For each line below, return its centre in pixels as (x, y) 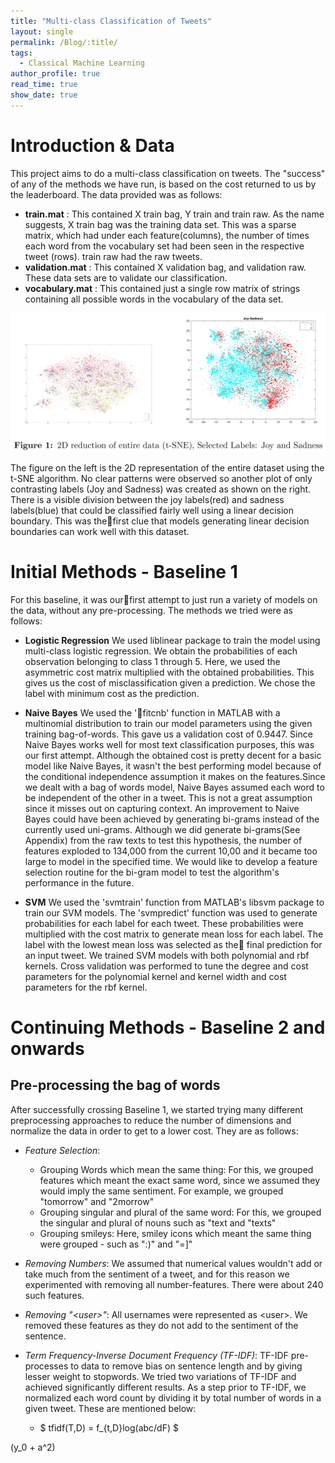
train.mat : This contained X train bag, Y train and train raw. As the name (174, 214)
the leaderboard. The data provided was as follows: (116, 194)
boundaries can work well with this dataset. (100, 531)
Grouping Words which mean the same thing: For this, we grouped (176, 1169)
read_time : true (44, 85)
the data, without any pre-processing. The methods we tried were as (151, 610)
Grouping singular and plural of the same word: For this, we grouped (180, 1212)
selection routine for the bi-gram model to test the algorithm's (152, 872)
